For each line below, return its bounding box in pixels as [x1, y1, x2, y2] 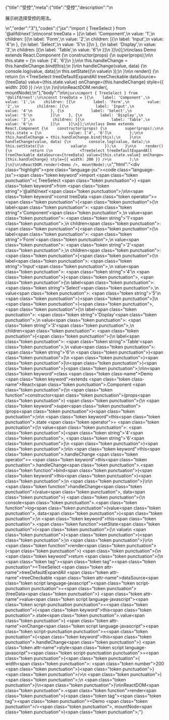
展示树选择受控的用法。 [5, 15, 54, 21]
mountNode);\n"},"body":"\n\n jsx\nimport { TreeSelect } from [5, 90, 138, 95]
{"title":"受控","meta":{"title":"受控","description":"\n [5, 5, 113, 10]
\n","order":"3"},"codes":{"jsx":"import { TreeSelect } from [5, 25, 126, 31]
